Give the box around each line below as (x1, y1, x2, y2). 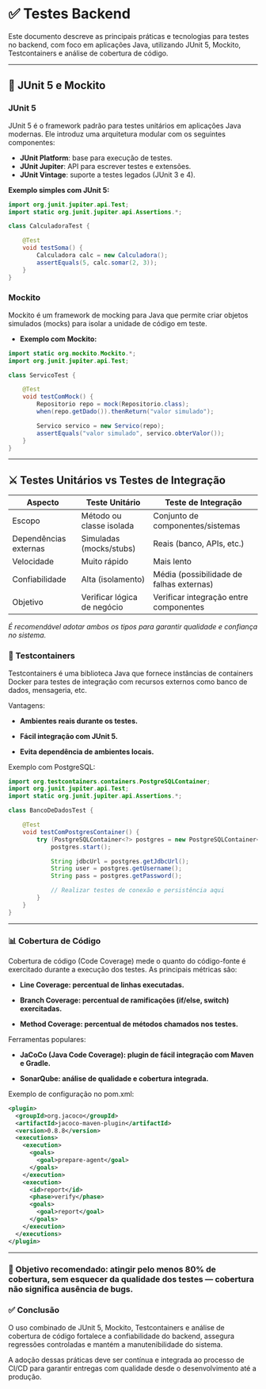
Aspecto (26, 497, 59, 508)
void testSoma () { (22, 244, 83, 252)
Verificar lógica (81, 592, 139, 603)
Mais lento (153, 556, 192, 568)
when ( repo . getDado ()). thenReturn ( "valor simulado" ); (36, 408, 215, 416)
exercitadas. (19, 1003, 63, 1013)
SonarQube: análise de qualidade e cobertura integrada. (19, 1073, 209, 1083)
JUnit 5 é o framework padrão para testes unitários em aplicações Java (8, 121, 241, 130)
